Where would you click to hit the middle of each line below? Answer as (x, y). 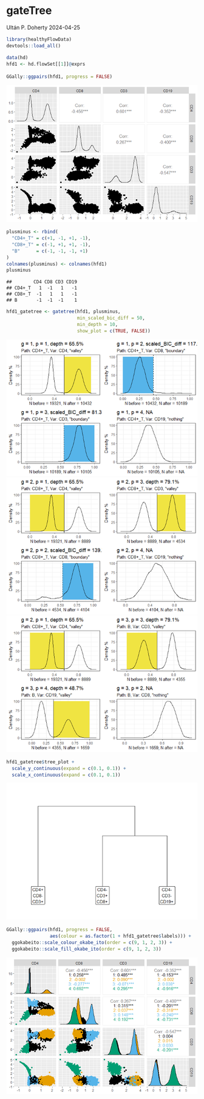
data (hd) (17, 57)
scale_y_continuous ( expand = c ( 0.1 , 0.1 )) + (69, 768)
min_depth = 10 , (97, 325)
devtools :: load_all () (34, 46)
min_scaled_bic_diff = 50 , (111, 318)
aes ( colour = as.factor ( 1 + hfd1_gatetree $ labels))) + (120, 936)
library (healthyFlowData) (39, 39)
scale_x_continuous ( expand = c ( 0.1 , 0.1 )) (66, 775)
